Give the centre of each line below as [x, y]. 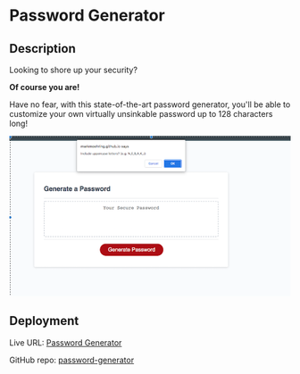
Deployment [44, 321]
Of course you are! [45, 87]
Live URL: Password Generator [66, 342]
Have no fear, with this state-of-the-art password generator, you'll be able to [150, 104]
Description [42, 49]
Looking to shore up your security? [74, 70]
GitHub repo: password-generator [72, 360]
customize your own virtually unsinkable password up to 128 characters [141, 114]
